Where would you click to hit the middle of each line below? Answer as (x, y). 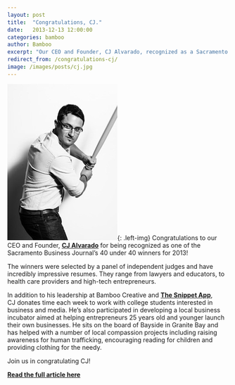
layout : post (26, 15)
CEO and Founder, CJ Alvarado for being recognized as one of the (104, 245)
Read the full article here (44, 374)
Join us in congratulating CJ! (49, 361)
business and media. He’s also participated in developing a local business (114, 310)
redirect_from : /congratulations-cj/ (63, 60)
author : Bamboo (30, 45)
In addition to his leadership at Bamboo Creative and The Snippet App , (110, 295)
